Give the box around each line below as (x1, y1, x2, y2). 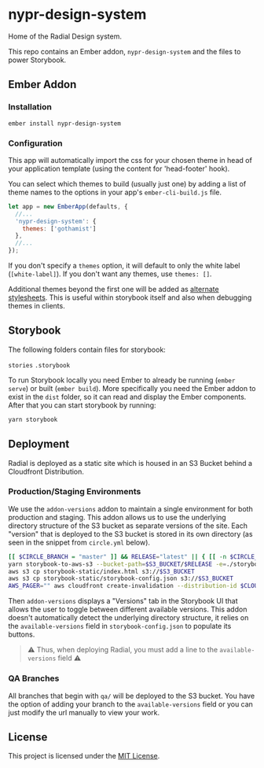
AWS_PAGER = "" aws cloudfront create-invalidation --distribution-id (8, 582, 237, 590)
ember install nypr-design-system (8, 120, 122, 127)
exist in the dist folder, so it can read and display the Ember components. (8, 392, 247, 401)
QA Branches (8, 673, 60, 684)
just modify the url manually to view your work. (8, 707, 160, 717)
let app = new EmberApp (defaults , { (8, 202, 128, 210)
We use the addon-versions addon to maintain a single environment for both (8, 504, 253, 513)
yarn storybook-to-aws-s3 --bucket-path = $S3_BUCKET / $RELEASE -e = (8, 560, 226, 568)
